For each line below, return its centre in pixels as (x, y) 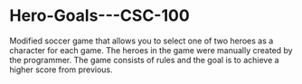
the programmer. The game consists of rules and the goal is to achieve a (144, 60)
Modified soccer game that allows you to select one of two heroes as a (142, 41)
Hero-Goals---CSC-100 (99, 16)
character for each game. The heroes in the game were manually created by (151, 50)
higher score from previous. (61, 70)
